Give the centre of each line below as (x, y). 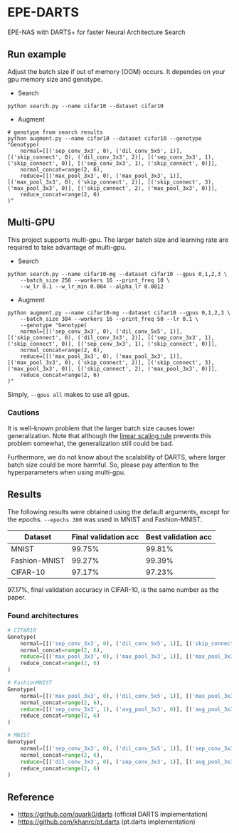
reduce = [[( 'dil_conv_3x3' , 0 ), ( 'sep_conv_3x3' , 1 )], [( (106, 762)
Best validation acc (179, 536)
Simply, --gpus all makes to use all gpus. (69, 394)
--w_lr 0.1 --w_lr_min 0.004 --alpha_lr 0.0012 (92, 286)
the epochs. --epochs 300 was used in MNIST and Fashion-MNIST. (105, 519)
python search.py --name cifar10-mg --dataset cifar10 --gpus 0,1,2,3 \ (117, 274)
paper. (17, 597)
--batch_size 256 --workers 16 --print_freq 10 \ (95, 280)
